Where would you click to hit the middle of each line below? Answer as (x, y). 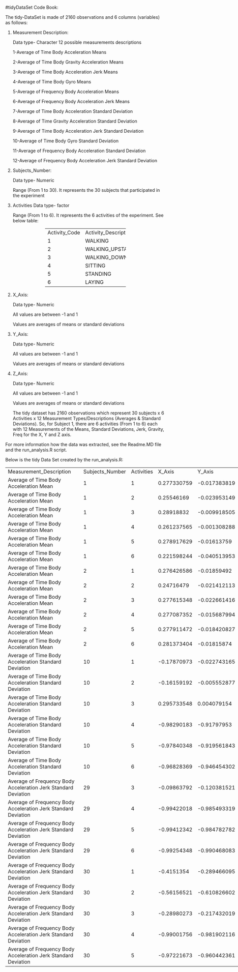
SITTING (95, 266)
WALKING (97, 241)
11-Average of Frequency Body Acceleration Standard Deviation (79, 151)
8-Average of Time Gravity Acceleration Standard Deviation (75, 121)
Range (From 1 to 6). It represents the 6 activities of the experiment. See (88, 215)
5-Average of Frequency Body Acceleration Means (66, 92)
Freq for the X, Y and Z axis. (42, 435)
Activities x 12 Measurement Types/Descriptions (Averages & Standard (87, 418)
